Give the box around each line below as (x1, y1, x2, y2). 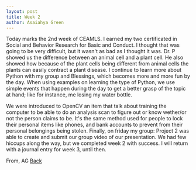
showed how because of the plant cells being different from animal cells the (6, 60, 189, 67)
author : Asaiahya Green (6, 19, 64, 25)
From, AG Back (6, 157, 42, 164)
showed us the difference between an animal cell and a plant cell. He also (6, 54, 184, 61)
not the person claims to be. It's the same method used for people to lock (6, 115, 183, 122)
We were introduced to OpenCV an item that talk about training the (6, 103, 167, 110)
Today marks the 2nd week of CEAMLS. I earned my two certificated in (6, 36, 177, 43)
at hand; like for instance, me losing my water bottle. (6, 91, 133, 98)
